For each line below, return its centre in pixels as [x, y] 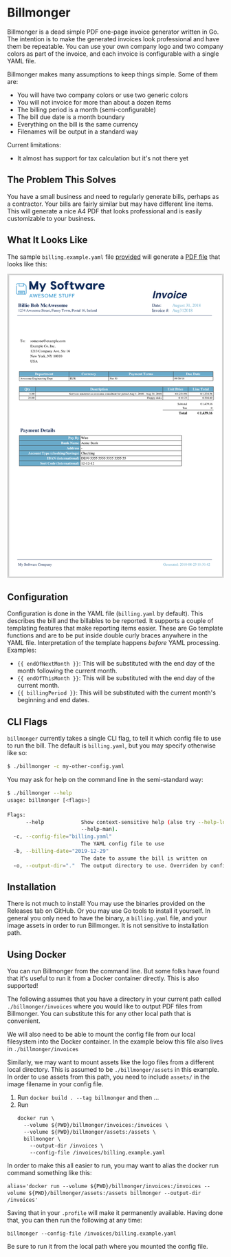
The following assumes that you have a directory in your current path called [114, 999]
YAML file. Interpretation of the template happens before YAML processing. [114, 643]
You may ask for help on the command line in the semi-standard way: [105, 780]
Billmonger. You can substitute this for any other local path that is [99, 1014]
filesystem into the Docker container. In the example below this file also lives [115, 1042]
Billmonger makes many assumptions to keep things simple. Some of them [113, 74]
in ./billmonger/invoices [43, 1049]
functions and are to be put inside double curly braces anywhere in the [108, 635]
